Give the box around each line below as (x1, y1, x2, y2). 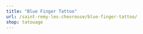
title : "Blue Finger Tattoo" (6, 8, 77, 14)
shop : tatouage (6, 19, 43, 25)
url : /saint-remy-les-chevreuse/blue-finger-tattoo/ (6, 14, 138, 20)
